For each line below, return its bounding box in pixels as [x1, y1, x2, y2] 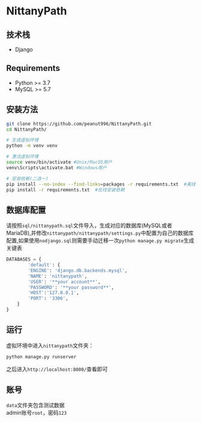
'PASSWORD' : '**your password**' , [28, 284, 114, 291]
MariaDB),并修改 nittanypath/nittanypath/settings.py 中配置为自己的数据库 [6, 229, 194, 237]
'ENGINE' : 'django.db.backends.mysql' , [28, 267, 128, 274]
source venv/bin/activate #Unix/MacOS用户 [6, 159, 112, 165]
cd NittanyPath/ [6, 126, 47, 133]
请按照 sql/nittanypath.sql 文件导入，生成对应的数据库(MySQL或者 [6, 222, 173, 229]
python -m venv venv [6, 143, 58, 149]
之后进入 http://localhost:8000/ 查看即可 [6, 365, 108, 373]
